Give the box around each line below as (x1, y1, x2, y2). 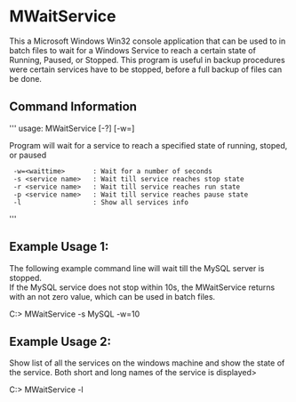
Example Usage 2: (9, 334, 111, 349)
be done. (9, 73, 43, 84)
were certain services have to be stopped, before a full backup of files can (9, 64, 283, 75)
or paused (9, 149, 47, 160)
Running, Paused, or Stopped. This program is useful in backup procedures (9, 54, 286, 65)
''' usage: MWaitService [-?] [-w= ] (9, 123, 135, 133)
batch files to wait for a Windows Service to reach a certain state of (9, 44, 256, 55)
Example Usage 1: (9, 239, 109, 254)
